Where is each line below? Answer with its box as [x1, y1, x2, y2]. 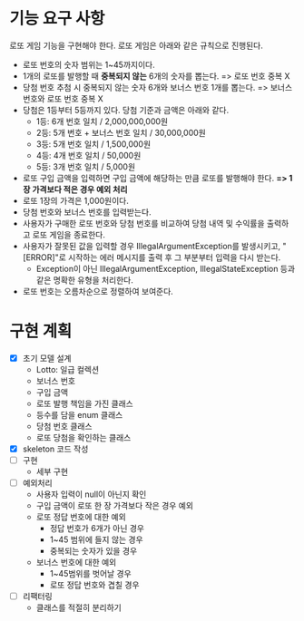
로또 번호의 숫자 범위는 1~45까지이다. [22, 59, 156, 70]
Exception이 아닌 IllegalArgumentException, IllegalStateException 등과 [35, 263, 296, 274]
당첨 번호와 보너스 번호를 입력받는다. [22, 206, 152, 218]
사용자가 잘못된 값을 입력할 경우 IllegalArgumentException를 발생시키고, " [22, 240, 288, 251]
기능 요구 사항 [9, 8, 105, 29]
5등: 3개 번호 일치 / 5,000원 [35, 160, 136, 172]
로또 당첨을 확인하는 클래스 [35, 432, 132, 442]
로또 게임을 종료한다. [32, 228, 106, 240]
